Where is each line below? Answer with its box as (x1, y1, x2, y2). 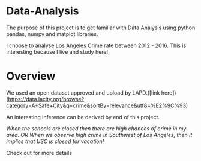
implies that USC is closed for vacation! (6, 138, 104, 145)
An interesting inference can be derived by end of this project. (6, 113, 160, 120)
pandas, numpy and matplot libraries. (6, 30, 98, 37)
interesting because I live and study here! (6, 48, 109, 55)
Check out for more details (6, 149, 73, 156)
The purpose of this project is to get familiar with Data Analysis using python (6, 24, 196, 31)
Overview (6, 69, 56, 83)
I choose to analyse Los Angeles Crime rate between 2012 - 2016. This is (6, 42, 187, 49)
